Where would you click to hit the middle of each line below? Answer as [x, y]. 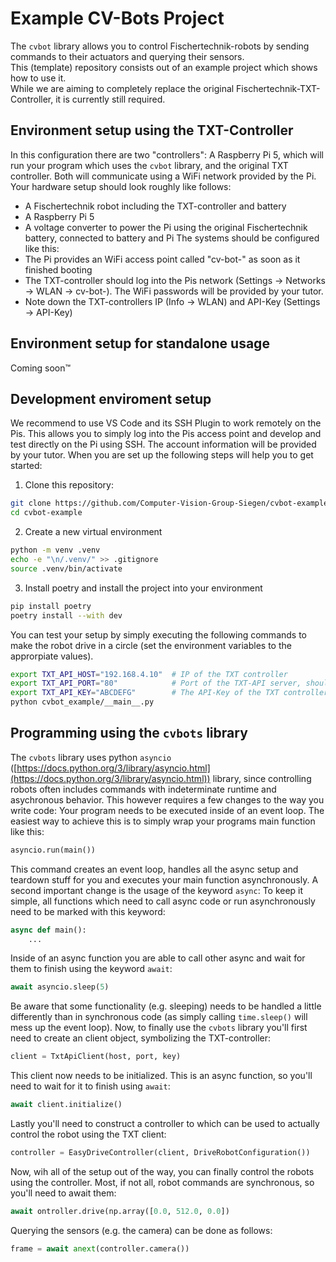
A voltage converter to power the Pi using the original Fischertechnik [166, 227]
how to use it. [38, 78]
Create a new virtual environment [93, 532]
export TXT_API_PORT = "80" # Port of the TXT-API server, [156, 683]
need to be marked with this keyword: [88, 911]
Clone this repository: [69, 485]
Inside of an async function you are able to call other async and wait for [158, 958]
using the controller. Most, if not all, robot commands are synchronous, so [162, 1182]
